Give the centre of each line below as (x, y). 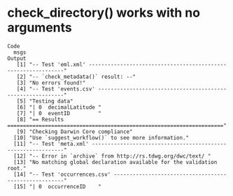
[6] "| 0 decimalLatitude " (59, 107)
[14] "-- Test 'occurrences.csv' (62, 174)
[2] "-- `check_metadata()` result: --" (76, 77)
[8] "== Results (40, 119)
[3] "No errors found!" (51, 83)
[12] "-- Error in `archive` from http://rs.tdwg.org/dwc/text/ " (112, 156)
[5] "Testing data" (45, 101)
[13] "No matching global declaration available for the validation (115, 162)
